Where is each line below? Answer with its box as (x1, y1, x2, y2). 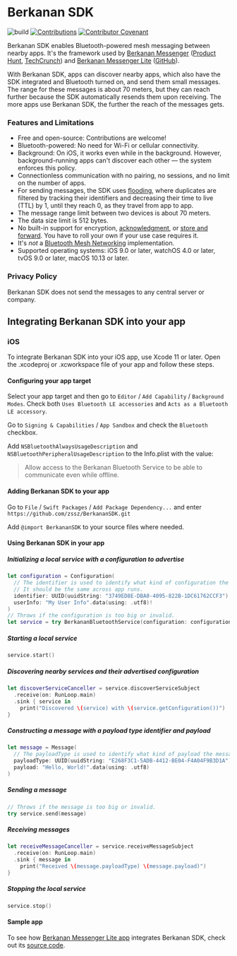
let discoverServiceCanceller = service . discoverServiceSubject (7, 685, 200, 692)
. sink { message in (13, 856, 71, 863)
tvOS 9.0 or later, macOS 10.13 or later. (17, 254, 129, 262)
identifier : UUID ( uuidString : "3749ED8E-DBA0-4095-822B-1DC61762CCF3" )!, (13, 592, 235, 599)
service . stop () (7, 902, 52, 909)
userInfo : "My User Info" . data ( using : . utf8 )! (13, 598, 153, 606)
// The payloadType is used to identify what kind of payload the (13, 750, 213, 758)
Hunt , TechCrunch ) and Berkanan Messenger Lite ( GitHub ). (7, 56, 180, 64)
